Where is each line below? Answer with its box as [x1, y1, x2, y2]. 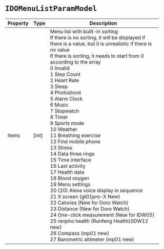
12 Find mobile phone [50, 138, 101, 145]
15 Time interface [50, 156, 91, 163]
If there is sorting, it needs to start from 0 [50, 52, 144, 59]
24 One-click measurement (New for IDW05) [50, 211, 155, 218]
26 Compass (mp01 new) [50, 229, 109, 236]
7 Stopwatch [50, 107, 80, 114]
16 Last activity [50, 162, 86, 169]
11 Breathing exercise [50, 132, 101, 138]
